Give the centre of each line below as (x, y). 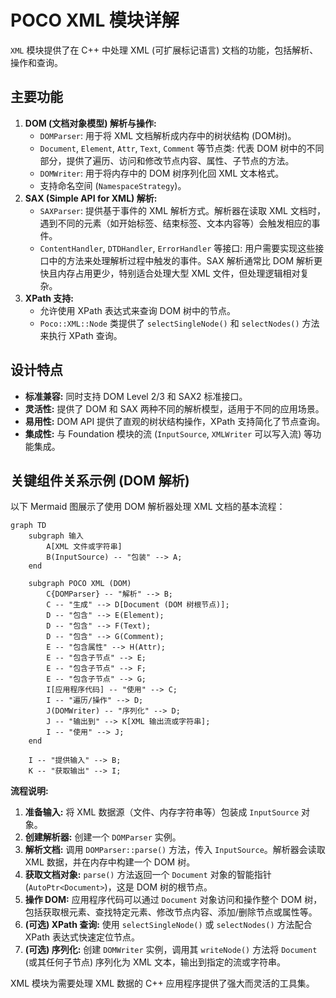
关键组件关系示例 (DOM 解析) (100, 480)
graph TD (28, 526)
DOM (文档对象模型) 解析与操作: (90, 123)
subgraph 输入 (56, 536)
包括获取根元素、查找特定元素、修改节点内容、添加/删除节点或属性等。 (171, 912)
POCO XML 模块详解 (95, 20)
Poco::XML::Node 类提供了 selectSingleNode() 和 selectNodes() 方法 (179, 323)
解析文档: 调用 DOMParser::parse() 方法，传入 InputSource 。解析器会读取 (175, 850)
